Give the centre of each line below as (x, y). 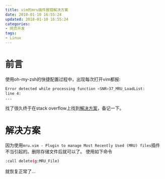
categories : (18, 24)
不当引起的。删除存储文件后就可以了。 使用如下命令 (59, 152)
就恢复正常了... (21, 171)
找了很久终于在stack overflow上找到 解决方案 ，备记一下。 (65, 108)
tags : (11, 33)
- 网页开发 (15, 29)
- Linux (13, 38)
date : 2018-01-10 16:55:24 (33, 15)
